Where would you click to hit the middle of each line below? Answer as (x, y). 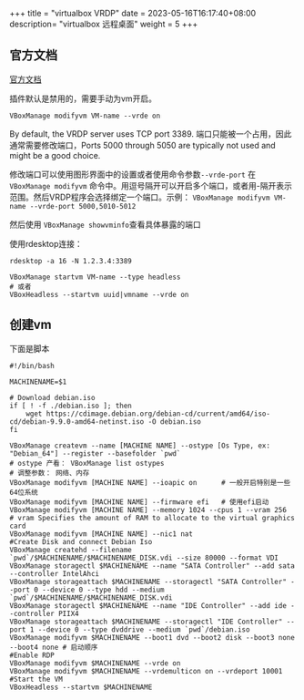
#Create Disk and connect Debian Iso (81, 541)
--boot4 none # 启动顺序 (54, 647)
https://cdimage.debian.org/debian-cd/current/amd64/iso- (158, 414)
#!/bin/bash (32, 365)
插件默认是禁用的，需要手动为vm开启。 (83, 98)
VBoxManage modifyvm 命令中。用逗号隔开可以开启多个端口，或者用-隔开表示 (151, 185)
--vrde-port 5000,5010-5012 (83, 206)
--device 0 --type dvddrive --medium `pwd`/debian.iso (144, 629)
